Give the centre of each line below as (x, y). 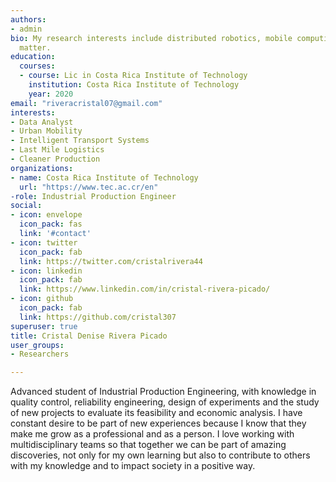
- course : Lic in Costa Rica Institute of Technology (133, 76)
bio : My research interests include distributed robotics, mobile (151, 38)
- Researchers (40, 354)
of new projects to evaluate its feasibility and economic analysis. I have (156, 413)
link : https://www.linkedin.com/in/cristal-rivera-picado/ (145, 289)
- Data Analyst (42, 122)
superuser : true (44, 326)
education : (33, 57)
